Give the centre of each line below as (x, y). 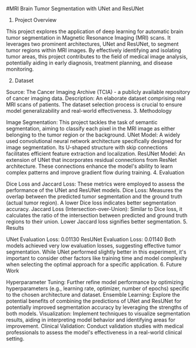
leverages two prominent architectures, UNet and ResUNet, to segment (92, 44)
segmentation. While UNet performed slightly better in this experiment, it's (96, 252)
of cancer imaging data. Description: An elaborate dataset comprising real (96, 98)
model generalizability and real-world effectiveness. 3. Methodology (89, 111)
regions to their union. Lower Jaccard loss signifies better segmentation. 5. (97, 222)
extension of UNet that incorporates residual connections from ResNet (92, 160)
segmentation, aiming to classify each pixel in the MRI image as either (91, 129)
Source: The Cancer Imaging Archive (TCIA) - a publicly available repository (98, 92)
